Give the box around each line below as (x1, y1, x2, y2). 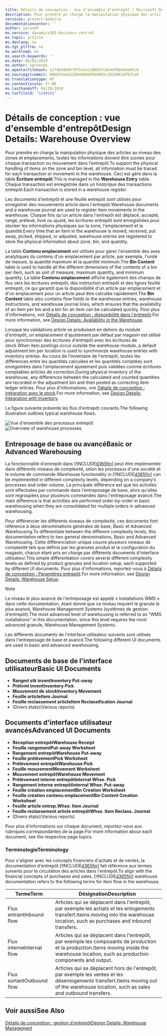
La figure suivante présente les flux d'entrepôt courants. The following (5, 405, 148, 411)
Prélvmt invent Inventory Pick (12, 683, 74, 689)
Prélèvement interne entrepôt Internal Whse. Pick (12, 776, 116, 782)
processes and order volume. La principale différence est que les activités (5, 482, 157, 488)
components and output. (55, 957, 113, 964)
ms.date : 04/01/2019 (5, 58, 48, 63)
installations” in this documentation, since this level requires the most (5, 617, 147, 623)
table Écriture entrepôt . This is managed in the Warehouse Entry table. (5, 176, 151, 182)
